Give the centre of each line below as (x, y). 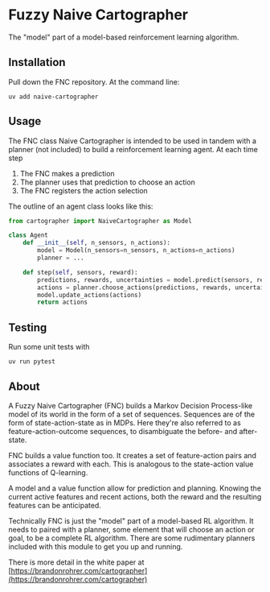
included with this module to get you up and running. (96, 546)
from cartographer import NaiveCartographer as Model (100, 221)
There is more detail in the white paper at (76, 562)
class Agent (28, 235)
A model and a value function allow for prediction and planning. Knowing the (135, 488)
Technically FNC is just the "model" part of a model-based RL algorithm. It (131, 520)
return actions (63, 302)
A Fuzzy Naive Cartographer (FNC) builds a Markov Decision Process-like (131, 405)
